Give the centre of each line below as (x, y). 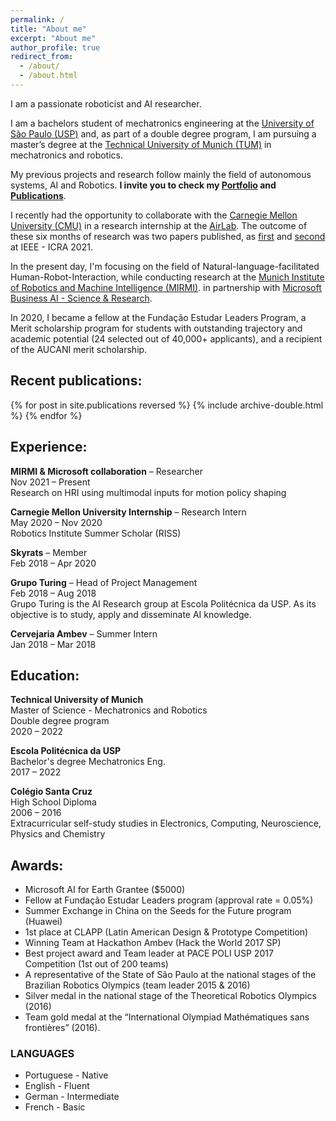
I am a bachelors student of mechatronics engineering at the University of (162, 123)
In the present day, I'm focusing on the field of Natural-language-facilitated (165, 266)
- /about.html (48, 76)
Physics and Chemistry (58, 834)
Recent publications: (76, 381)
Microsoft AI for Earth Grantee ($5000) (105, 890)
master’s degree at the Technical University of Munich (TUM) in (141, 144)
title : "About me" (48, 29)
